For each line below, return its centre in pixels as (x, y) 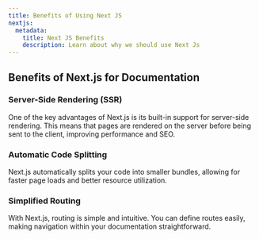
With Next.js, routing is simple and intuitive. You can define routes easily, (127, 218)
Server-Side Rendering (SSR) (65, 100)
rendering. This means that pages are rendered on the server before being (130, 125)
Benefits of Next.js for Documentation (104, 77)
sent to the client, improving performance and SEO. (92, 134)
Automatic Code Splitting (58, 154)
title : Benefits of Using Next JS (65, 15)
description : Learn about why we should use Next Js (111, 45)
